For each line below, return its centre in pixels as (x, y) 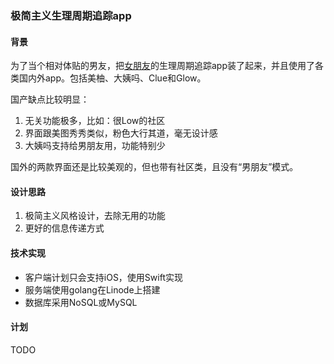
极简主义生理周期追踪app (71, 15)
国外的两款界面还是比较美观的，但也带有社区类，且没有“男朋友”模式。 (154, 167)
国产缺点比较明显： (50, 99)
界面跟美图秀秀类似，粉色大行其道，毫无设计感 (121, 133)
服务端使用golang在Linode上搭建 (92, 289)
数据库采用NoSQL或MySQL (81, 302)
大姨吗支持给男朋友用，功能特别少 (95, 146)
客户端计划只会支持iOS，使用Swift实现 (103, 277)
